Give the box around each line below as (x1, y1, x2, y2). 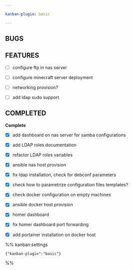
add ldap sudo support (12, 94, 59, 100)
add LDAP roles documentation (12, 142, 77, 148)
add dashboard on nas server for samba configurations (12, 132, 126, 138)
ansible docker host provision (12, 202, 73, 208)
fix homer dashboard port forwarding (12, 222, 89, 228)
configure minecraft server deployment (12, 74, 93, 80)
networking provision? (12, 84, 58, 90)
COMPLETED (5, 109, 46, 117)
